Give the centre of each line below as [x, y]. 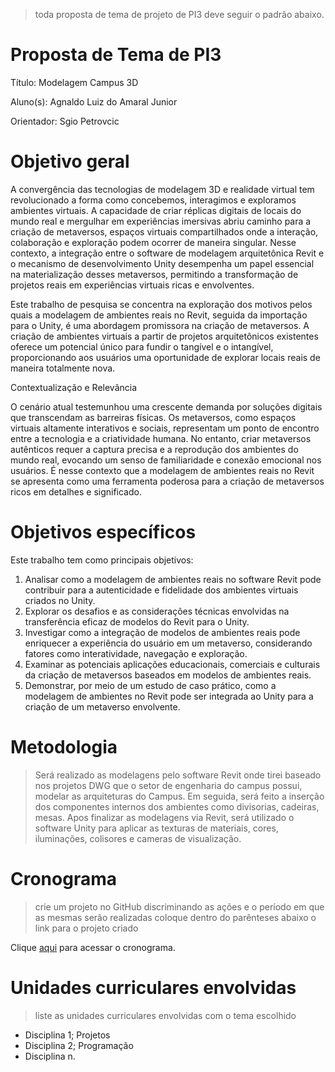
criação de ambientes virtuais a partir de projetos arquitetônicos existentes [164, 336]
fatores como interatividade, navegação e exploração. [136, 653]
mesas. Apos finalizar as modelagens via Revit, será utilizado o [164, 817]
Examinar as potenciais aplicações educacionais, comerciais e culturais [172, 664]
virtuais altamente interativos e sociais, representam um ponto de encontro [165, 428]
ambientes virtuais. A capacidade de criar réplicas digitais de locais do [156, 210]
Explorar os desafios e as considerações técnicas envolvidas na [157, 611]
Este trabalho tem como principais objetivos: [102, 560]
